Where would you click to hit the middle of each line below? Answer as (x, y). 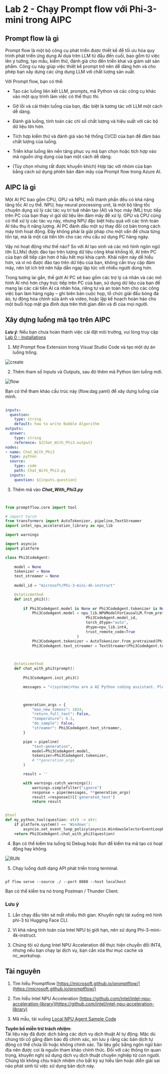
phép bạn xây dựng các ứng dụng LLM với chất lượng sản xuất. (70, 72)
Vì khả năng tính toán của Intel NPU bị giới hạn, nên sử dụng (74, 930)
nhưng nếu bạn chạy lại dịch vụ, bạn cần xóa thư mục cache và (78, 950)
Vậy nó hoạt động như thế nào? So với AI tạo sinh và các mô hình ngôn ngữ (83, 246)
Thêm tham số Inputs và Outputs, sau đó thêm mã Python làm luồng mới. (87, 371)
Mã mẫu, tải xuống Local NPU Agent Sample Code (64, 1019)
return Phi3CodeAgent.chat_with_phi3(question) (64, 834)
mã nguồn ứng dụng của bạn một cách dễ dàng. (62, 157)
